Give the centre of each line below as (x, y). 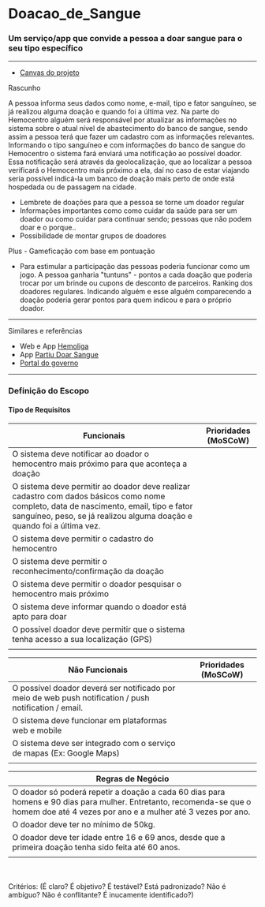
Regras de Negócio (132, 778)
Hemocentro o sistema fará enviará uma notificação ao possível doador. (125, 154)
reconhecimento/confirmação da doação (88, 571)
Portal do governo (49, 363)
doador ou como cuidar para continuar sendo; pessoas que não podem (136, 219)
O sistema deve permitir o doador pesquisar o (97, 584)
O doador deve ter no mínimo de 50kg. (84, 824)
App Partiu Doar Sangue (59, 355)
